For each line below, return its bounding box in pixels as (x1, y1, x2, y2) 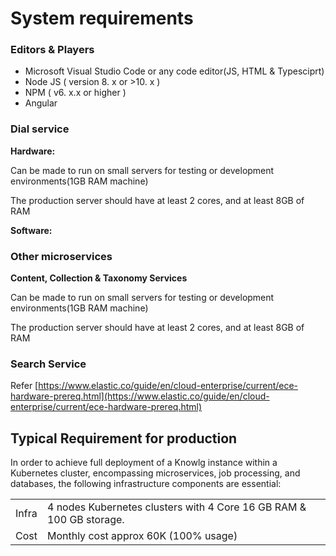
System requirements (10, 7, 194, 30)
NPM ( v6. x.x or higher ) (24, 87, 127, 99)
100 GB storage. (46, 513, 125, 527)
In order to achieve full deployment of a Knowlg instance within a (10, 457, 278, 469)
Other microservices (10, 249, 113, 263)
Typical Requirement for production (10, 430, 238, 447)
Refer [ (10, 380, 39, 392)
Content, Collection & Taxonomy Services (10, 272, 188, 284)
